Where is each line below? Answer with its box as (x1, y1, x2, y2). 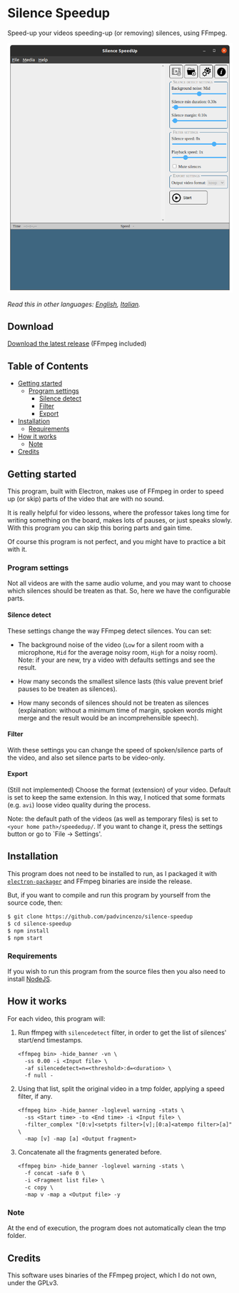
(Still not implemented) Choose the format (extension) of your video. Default (7, 785, 231, 794)
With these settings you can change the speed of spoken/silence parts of (7, 745, 223, 754)
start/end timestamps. (17, 1035, 83, 1044)
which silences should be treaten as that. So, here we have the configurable (7, 587, 230, 595)
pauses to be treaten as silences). (17, 684, 118, 693)
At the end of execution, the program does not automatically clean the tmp (7, 1224, 226, 1232)
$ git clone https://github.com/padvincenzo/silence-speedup (7, 912, 193, 920)
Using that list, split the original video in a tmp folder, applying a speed (17, 1084, 225, 1093)
